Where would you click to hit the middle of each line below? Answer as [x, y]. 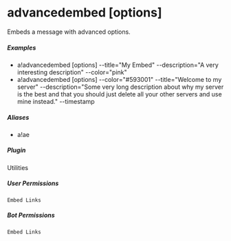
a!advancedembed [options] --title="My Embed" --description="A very [118, 65]
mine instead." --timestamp [56, 101]
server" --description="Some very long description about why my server [120, 87]
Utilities [18, 167]
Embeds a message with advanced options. [69, 32]
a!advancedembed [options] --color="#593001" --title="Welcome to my [119, 79]
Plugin [16, 150]
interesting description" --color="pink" [72, 72]
